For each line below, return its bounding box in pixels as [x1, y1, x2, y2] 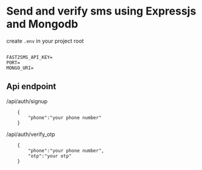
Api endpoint [6, 81, 56, 92]
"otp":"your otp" [28, 153, 72, 159]
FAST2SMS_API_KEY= [6, 54, 53, 60]
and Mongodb [6, 17, 78, 31]
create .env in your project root [6, 37, 84, 44]
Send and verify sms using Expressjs [6, 4, 197, 18]
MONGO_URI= [6, 65, 34, 71]
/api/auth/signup [6, 97, 48, 104]
